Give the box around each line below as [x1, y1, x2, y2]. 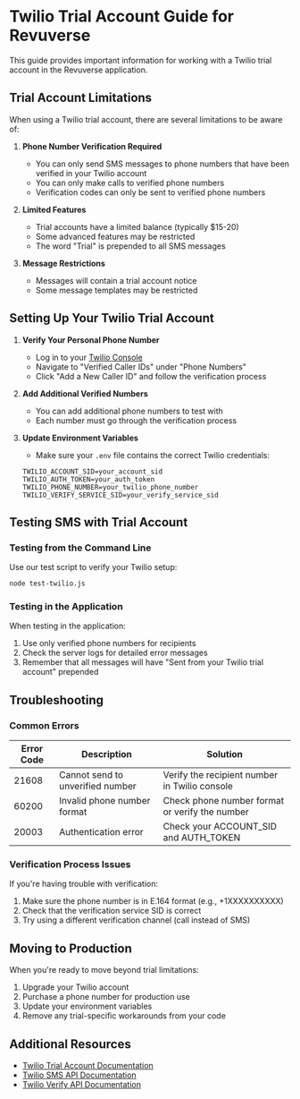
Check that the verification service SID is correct [21, 906, 202, 916]
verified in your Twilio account [35, 167, 147, 178]
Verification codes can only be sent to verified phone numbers [35, 186, 266, 198]
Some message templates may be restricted [35, 285, 198, 295]
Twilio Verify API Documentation [21, 1079, 141, 1090]
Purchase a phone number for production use [21, 992, 190, 1002]
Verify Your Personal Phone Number [21, 334, 160, 345]
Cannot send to [59, 769, 123, 781]
